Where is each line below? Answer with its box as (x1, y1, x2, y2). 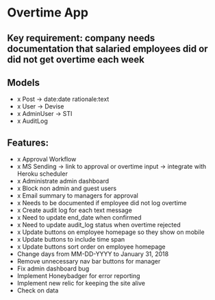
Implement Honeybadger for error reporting (16, 272, 140, 280)
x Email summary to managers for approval (16, 192, 138, 200)
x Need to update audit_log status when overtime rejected (16, 221, 181, 229)
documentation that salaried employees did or (7, 43, 208, 54)
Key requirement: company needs (7, 32, 155, 44)
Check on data (16, 286, 59, 295)
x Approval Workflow (16, 155, 77, 163)
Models (7, 77, 40, 89)
